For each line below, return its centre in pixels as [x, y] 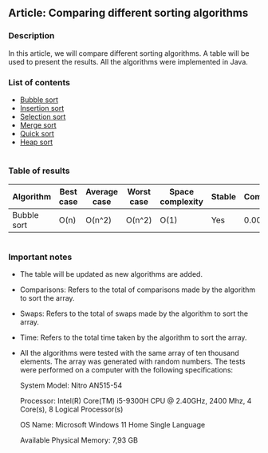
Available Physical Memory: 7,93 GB [79, 440]
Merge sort [38, 125]
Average [101, 191]
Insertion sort [42, 108]
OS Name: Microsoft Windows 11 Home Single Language [112, 425]
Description [32, 36]
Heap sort [36, 142]
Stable [224, 196]
